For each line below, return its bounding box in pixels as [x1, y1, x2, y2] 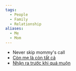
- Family [10, 17, 28, 22]
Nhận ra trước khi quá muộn [12, 60, 71, 66]
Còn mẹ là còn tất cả [12, 54, 56, 60]
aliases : [5, 26, 24, 31]
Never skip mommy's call [12, 49, 65, 55]
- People [10, 12, 28, 17]
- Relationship [10, 21, 42, 27]
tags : [5, 7, 17, 13]
